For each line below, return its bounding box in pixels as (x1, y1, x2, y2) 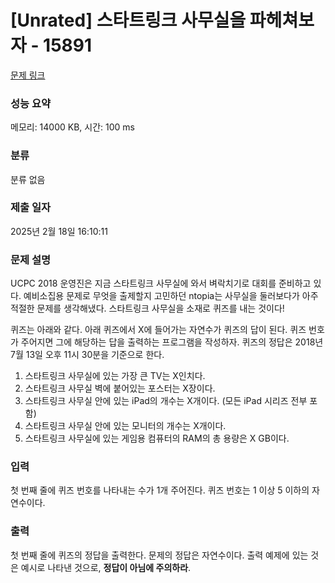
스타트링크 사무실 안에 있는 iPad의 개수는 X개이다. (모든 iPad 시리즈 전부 (24, 395, 308, 407)
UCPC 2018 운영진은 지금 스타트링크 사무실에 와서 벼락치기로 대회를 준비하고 (10, 277, 312, 290)
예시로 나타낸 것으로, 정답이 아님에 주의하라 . (20, 561, 192, 573)
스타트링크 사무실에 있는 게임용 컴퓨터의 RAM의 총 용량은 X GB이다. (24, 432, 290, 445)
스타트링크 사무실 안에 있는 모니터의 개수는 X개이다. (24, 420, 227, 432)
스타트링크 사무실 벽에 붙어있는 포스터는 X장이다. (24, 382, 216, 395)
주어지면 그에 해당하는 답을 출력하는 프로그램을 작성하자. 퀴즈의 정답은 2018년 (20, 336, 324, 348)
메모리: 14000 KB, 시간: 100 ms (10, 121, 135, 133)
